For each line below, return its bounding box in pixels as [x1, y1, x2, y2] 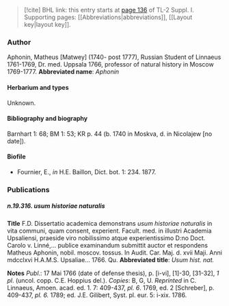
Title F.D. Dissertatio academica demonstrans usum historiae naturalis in [7, 219, 213, 227]
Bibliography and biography [7, 115, 87, 123]
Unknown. [7, 99, 36, 107]
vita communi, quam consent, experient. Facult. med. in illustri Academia [7, 226, 212, 235]
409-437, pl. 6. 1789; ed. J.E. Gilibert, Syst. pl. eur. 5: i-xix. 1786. [7, 291, 187, 299]
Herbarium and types [7, 83, 70, 91]
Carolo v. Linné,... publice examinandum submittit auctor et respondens [7, 241, 208, 249]
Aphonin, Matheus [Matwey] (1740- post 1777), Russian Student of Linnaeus [7, 53, 221, 61]
